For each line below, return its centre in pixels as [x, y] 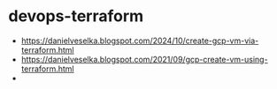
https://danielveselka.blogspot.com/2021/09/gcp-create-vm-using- [144, 59]
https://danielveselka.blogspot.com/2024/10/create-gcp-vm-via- [140, 41]
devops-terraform [76, 16]
